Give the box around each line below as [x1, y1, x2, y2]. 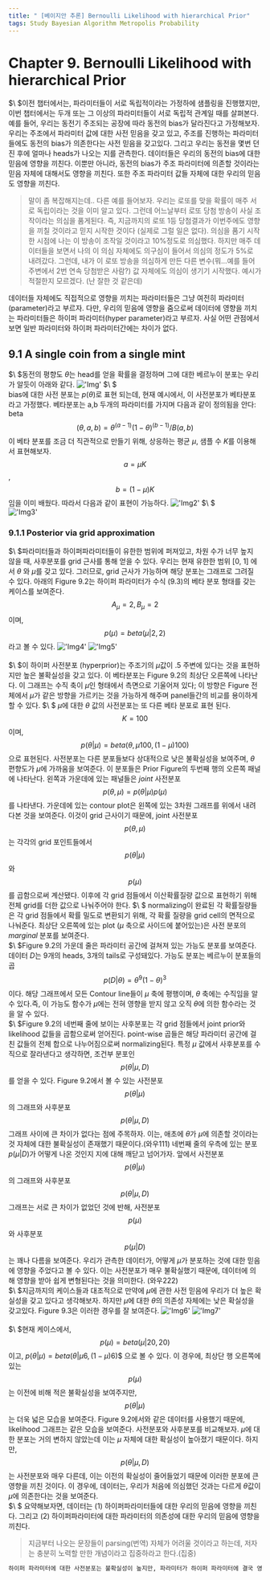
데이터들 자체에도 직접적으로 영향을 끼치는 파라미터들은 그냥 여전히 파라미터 [8, 293, 245, 303]
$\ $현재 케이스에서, [8, 1324, 72, 1334]
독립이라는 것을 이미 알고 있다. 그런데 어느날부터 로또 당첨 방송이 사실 [36, 206, 253, 215]
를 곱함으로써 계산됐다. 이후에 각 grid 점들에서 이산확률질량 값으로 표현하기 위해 [8, 890, 257, 900]
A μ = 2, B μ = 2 [111, 600, 159, 611]
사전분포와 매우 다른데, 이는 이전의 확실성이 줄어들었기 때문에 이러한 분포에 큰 [16, 1471, 260, 1480]
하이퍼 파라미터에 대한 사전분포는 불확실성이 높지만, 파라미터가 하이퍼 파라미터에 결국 [8, 1564, 254, 1572]
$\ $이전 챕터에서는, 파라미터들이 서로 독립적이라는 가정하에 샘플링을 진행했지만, [8, 98, 260, 108]
